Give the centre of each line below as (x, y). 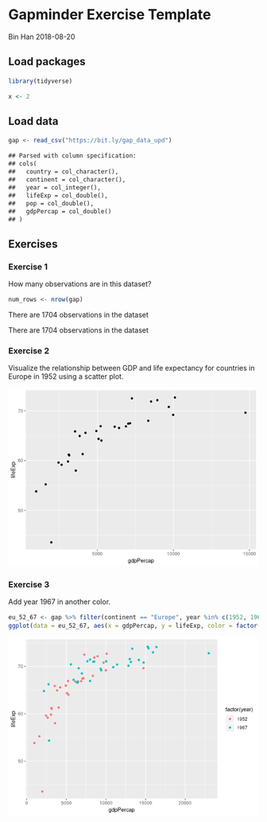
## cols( (23, 164)
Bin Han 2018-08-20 (42, 37)
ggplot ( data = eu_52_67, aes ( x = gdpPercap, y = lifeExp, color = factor (133, 626)
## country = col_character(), (64, 172)
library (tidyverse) (41, 81)
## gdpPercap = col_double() (60, 212)
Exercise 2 (29, 350)
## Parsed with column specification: (72, 156)
